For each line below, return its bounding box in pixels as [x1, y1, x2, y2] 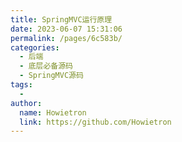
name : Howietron [19, 107, 87, 118]
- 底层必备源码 [19, 61, 74, 71]
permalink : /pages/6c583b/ [10, 33, 123, 43]
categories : [10, 42, 60, 53]
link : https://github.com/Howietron [19, 117, 172, 127]
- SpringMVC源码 [19, 71, 84, 81]
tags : [10, 80, 33, 90]
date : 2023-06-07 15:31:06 [10, 24, 123, 34]
